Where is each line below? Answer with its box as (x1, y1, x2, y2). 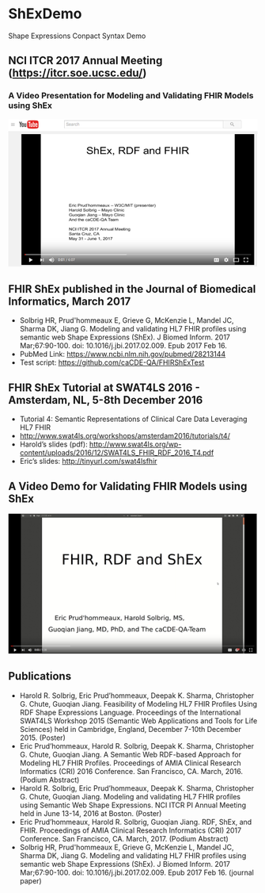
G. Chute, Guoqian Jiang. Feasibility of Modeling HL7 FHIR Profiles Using (19, 699, 258, 708)
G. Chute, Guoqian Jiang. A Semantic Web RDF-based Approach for (19, 749, 241, 759)
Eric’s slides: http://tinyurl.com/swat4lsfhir (19, 457, 157, 466)
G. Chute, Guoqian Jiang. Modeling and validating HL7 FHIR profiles (19, 791, 241, 801)
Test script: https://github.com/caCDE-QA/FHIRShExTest (19, 358, 205, 367)
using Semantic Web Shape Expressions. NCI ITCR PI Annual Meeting (19, 800, 247, 810)
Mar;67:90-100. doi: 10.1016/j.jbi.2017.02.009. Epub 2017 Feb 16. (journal (19, 868, 255, 877)
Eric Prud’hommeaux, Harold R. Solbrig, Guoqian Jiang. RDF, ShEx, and (19, 817, 252, 826)
